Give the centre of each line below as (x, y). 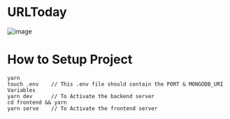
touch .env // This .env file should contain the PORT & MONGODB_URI (115, 84)
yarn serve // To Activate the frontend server (82, 109)
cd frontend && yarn (37, 102)
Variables (22, 90)
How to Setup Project (70, 59)
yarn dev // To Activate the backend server (81, 96)
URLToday (37, 12)
